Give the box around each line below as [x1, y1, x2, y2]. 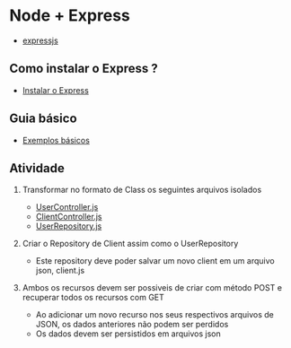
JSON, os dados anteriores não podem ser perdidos [35, 319, 229, 330]
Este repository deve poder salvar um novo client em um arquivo [35, 256, 276, 266]
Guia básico [9, 111, 78, 126]
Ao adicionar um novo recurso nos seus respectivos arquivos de [35, 309, 274, 320]
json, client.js [35, 265, 85, 276]
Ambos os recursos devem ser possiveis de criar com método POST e [22, 283, 283, 293]
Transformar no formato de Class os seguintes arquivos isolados [22, 185, 262, 196]
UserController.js [35, 202, 99, 213]
